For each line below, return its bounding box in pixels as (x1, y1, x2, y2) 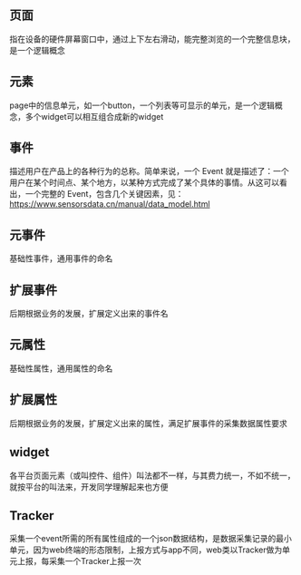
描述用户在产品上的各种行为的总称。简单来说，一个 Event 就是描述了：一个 (9, 166, 289, 177)
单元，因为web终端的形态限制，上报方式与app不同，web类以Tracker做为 (9, 544, 283, 555)
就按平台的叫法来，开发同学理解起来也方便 (9, 481, 169, 492)
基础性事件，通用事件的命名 (9, 253, 113, 264)
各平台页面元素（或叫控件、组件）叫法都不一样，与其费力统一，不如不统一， (9, 470, 296, 481)
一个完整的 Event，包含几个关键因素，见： (24, 189, 184, 200)
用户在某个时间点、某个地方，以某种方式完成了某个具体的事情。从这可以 (9, 177, 279, 188)
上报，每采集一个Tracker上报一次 (16, 556, 142, 567)
